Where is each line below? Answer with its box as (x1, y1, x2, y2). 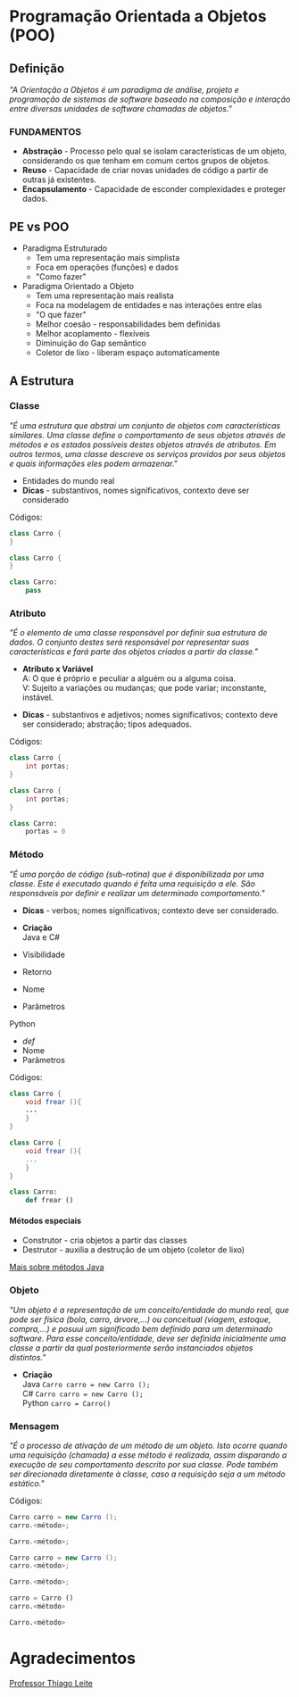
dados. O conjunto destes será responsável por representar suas (9, 636, 250, 648)
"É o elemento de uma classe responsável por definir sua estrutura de (9, 628, 268, 638)
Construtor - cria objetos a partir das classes (21, 1235, 187, 1246)
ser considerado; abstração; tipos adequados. (21, 719, 193, 729)
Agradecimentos (9, 1649, 137, 1668)
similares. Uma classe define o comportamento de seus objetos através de (9, 429, 286, 440)
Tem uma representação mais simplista (35, 253, 180, 263)
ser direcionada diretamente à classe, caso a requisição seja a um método (9, 1468, 286, 1479)
